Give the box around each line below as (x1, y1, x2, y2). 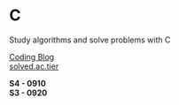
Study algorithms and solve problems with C (9, 34, 171, 45)
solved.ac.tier (9, 61, 59, 71)
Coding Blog (9, 51, 55, 62)
